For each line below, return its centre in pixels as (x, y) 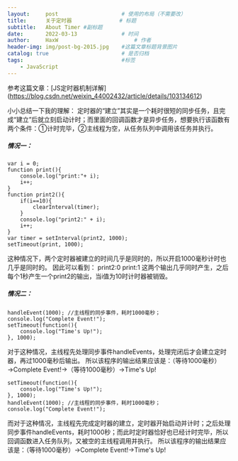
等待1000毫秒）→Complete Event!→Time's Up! (97, 450)
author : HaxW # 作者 (79, 40)
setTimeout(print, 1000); (45, 244)
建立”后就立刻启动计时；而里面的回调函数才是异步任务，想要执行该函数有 (123, 119)
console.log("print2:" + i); (63, 219)
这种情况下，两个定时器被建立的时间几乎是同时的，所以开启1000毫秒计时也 (117, 258)
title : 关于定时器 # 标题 (72, 21)
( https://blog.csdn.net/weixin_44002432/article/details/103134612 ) (105, 96)
